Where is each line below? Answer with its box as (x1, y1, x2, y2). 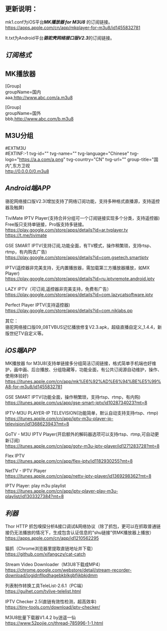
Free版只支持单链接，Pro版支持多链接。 (5, 221, 87, 227)
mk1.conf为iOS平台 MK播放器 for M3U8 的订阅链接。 (5, 19, 113, 25)
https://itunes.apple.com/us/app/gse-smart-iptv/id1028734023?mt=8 (5, 400, 148, 406)
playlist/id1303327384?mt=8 (5, 494, 64, 500)
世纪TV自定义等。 (9, 330, 46, 336)
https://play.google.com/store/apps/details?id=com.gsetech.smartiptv (5, 254, 149, 260)
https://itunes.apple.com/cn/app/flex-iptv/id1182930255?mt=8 (5, 458, 133, 464)
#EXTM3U (5, 145, 26, 151)
